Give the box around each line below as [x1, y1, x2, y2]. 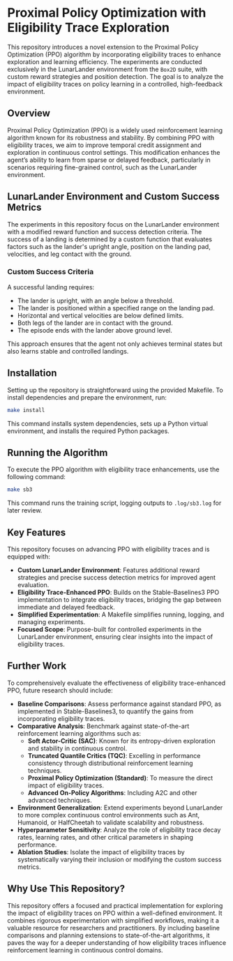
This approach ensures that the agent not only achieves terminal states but [7, 340, 223, 348]
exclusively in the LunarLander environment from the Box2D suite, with [7, 65, 208, 73]
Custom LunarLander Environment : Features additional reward [17, 566, 200, 575]
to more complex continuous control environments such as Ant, [17, 810, 200, 819]
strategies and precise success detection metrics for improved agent [17, 573, 216, 582]
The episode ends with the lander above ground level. [17, 326, 172, 334]
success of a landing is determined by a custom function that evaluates [7, 235, 213, 243]
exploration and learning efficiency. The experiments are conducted [7, 57, 202, 66]
